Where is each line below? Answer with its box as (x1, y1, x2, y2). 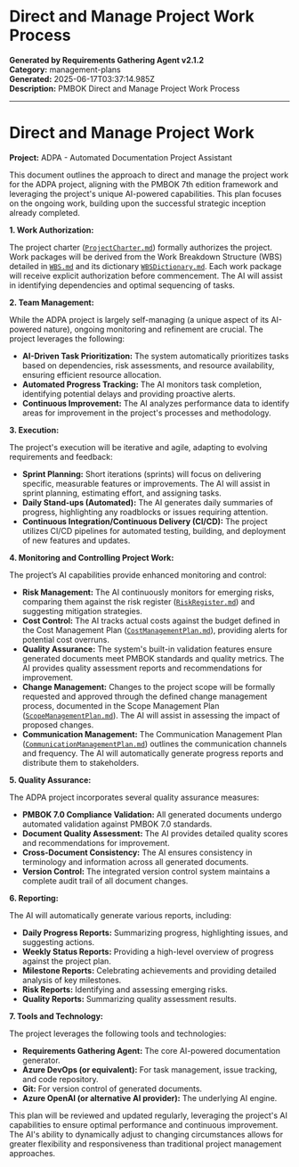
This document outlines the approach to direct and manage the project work (9, 169, 289, 180)
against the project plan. (21, 956, 111, 966)
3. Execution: (9, 424, 60, 435)
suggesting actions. (21, 936, 95, 947)
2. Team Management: (9, 297, 95, 308)
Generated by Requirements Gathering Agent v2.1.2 (9, 54, 205, 65)
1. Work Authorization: (9, 225, 94, 235)
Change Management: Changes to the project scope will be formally (21, 681, 276, 692)
